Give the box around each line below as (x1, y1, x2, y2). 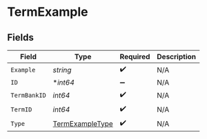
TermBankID (10, 91, 46, 99)
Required (119, 52, 150, 61)
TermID (10, 105, 32, 114)
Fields (7, 32, 34, 43)
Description (157, 52, 197, 61)
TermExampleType (52, 118, 114, 128)
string (52, 65, 72, 74)
